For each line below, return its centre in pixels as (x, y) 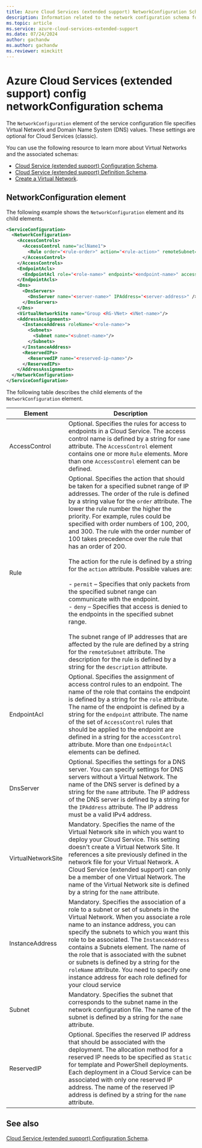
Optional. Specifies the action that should (127, 478)
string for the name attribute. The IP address (129, 792)
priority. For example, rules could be (119, 516)
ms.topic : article (29, 23)
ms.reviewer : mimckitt (35, 51)
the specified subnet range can (112, 591)
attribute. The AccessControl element (121, 446)
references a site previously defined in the (128, 855)
